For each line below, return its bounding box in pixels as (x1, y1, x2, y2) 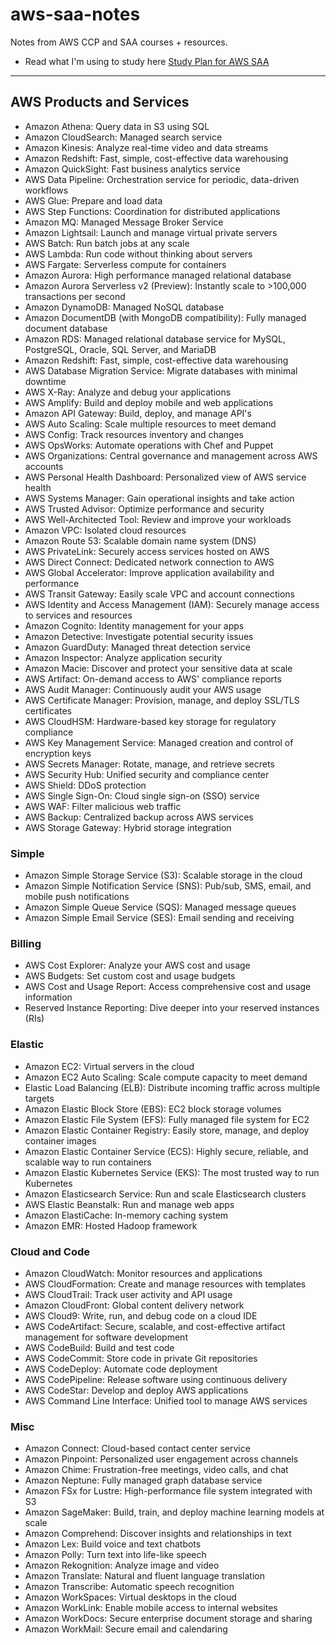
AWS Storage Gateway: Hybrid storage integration (24, 821, 232, 833)
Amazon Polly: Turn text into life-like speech (24, 1549, 207, 1561)
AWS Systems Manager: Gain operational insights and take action (24, 492, 295, 504)
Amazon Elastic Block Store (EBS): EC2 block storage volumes (24, 1103, 282, 1115)
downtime (24, 375, 67, 387)
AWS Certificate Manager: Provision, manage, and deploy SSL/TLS (24, 694, 300, 706)
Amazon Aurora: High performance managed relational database (24, 269, 292, 281)
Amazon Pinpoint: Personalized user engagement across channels (24, 1453, 299, 1465)
